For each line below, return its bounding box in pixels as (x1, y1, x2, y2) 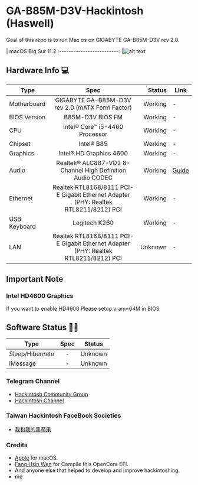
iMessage (9, 359, 37, 367)
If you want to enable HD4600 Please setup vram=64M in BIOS (6, 305, 160, 313)
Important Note (6, 274, 64, 284)
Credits (6, 441, 28, 449)
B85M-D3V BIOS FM (64, 113, 123, 121)
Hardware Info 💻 (6, 66, 70, 76)
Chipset (9, 139, 31, 148)
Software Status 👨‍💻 (6, 322, 79, 332)
